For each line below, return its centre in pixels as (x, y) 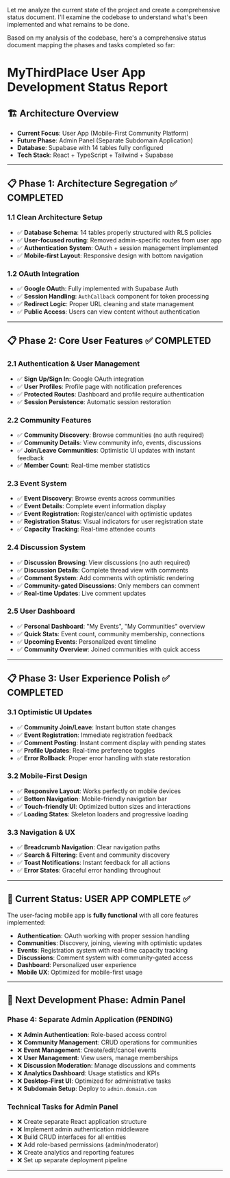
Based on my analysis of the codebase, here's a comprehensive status (107, 38)
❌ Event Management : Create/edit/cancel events (87, 1050)
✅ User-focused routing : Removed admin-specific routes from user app (119, 240)
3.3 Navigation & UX (41, 832)
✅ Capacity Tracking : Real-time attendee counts (86, 529)
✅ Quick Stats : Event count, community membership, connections (111, 634)
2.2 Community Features (49, 420)
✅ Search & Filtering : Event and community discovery (93, 855)
